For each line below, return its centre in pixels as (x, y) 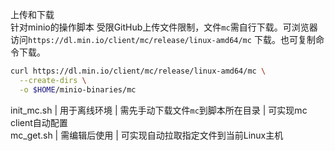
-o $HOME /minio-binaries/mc (78, 89)
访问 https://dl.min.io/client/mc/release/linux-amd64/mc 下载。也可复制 (163, 39)
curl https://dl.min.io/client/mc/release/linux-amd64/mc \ (138, 71)
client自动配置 (39, 122)
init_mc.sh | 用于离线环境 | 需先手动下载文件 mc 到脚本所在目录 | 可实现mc (159, 110)
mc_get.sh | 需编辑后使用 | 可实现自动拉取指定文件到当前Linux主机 (147, 135)
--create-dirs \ (53, 80)
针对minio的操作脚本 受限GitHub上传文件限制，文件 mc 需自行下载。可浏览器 (164, 27)
